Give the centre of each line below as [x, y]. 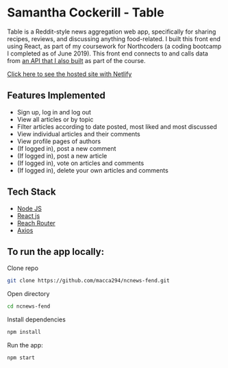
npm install [24, 332]
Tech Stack [31, 192]
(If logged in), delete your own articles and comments [93, 170]
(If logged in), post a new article [62, 156]
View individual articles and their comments [78, 134]
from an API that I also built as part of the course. [76, 60]
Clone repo [23, 268]
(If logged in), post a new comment [66, 148]
